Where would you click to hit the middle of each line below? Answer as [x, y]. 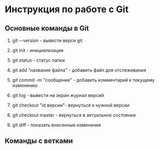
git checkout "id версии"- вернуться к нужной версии [71, 105]
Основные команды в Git [47, 28]
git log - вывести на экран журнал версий [58, 95]
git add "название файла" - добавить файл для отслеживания [79, 70]
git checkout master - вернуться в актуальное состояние [74, 115]
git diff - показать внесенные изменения [56, 125]
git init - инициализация [38, 50]
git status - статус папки [38, 60]
